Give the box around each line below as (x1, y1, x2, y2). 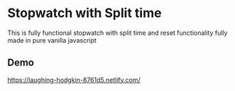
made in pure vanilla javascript (7, 36, 97, 44)
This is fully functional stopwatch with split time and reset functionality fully (7, 28, 228, 37)
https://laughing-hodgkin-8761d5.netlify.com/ (7, 75, 141, 84)
